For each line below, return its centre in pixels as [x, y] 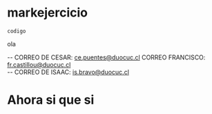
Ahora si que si [51, 100]
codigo [17, 31]
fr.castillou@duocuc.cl [39, 64]
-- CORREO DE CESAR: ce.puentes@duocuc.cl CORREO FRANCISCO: [106, 57]
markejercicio [48, 13]
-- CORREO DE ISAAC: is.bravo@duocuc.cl [68, 72]
